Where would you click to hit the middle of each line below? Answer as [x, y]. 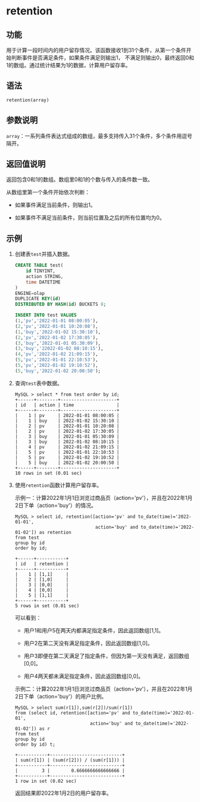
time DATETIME [43, 282]
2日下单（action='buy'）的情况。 [56, 505]
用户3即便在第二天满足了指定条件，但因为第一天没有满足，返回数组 [107, 656]
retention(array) [28, 100]
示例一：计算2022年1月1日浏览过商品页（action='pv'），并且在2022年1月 [104, 498]
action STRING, [45, 276]
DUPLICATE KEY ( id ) [38, 299]
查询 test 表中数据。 [39, 383]
